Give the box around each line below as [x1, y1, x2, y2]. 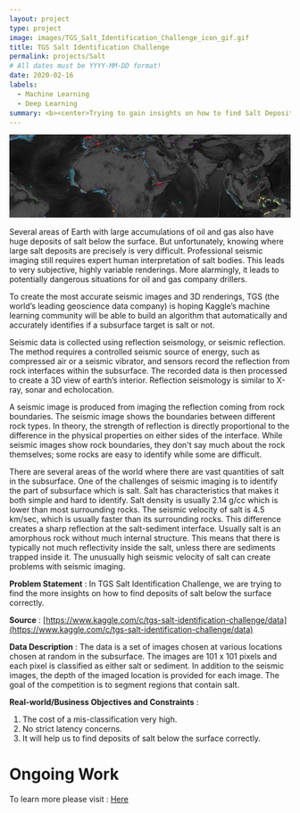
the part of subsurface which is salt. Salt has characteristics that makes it [9, 485, 279, 496]
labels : [9, 80, 38, 89]
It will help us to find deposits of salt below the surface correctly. [21, 733, 262, 744]
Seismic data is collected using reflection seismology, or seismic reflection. [9, 337, 286, 348]
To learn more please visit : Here [9, 793, 129, 804]
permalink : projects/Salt [9, 52, 105, 62]
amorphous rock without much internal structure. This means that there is [9, 533, 280, 543]
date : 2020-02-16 [9, 71, 74, 80]
